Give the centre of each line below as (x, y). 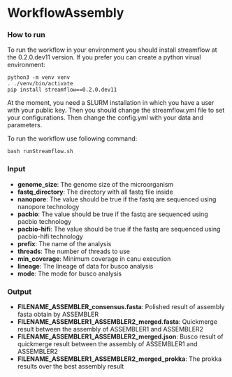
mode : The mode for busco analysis (70, 273)
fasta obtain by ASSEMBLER (58, 314)
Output (20, 292)
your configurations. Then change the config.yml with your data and (106, 118)
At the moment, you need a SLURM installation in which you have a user (111, 103)
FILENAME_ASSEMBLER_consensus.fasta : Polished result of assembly (121, 307)
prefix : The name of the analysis (64, 243)
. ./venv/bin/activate (40, 84)
